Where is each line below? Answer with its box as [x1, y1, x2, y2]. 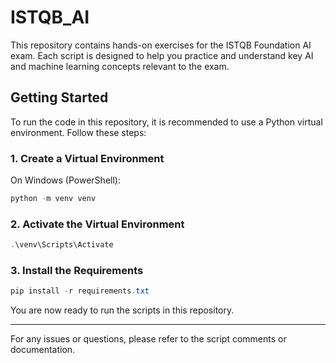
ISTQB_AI [10, 6, 90, 29]
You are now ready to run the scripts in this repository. [10, 304, 235, 316]
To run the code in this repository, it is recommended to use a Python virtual [10, 116, 323, 128]
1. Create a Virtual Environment [10, 151, 165, 165]
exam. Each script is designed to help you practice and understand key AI [10, 49, 314, 61]
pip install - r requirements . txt [10, 286, 150, 296]
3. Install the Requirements [10, 264, 144, 278]
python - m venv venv [10, 194, 97, 204]
